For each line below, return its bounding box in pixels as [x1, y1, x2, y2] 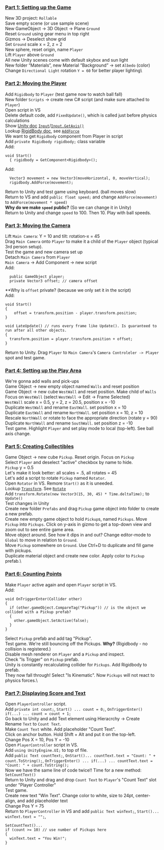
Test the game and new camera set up [5, 249, 83, 255]
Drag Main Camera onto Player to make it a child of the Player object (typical [5, 238, 159, 244]
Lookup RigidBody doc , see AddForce [5, 128, 80, 134]
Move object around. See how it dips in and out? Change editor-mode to [5, 532, 151, 538]
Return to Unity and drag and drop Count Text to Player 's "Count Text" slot [5, 777, 157, 783]
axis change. [5, 431, 31, 437]
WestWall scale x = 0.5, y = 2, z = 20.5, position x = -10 [5, 399, 115, 405]
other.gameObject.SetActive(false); [14, 618, 89, 623]
